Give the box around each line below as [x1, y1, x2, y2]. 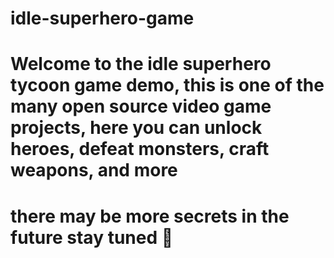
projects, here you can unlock [10, 117, 263, 139]
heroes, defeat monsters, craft [10, 138, 270, 161]
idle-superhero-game [10, 7, 195, 30]
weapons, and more [10, 159, 178, 182]
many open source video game [10, 95, 272, 118]
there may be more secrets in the [10, 205, 290, 227]
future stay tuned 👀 [10, 226, 174, 249]
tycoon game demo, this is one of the [10, 74, 325, 97]
